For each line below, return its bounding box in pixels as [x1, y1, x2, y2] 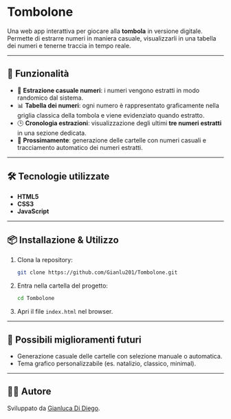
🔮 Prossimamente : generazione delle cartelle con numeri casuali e [16, 136, 206, 144]
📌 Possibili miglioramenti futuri [7, 334, 142, 345]
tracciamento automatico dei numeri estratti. [16, 143, 143, 151]
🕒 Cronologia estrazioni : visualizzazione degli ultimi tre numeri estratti [16, 118, 222, 127]
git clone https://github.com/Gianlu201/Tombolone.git [16, 269, 178, 276]
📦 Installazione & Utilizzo [7, 234, 119, 246]
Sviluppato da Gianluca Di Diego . [7, 404, 100, 412]
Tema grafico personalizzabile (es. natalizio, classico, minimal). [16, 359, 197, 367]
